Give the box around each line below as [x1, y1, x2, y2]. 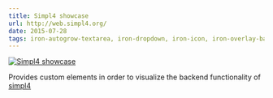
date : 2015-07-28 [8, 27, 67, 35]
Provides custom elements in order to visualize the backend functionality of [8, 72, 262, 82]
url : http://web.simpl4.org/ [8, 19, 107, 28]
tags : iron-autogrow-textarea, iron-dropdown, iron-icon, [8, 34, 209, 43]
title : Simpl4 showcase [8, 11, 89, 20]
